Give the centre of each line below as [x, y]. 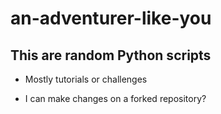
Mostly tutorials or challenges [86, 79]
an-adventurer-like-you [111, 18]
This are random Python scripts [111, 55]
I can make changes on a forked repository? [115, 98]
